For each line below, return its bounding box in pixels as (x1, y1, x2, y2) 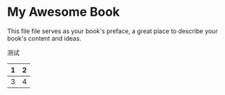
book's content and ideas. (7, 34, 82, 42)
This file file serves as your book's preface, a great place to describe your (7, 27, 218, 35)
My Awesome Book (7, 4, 120, 20)
